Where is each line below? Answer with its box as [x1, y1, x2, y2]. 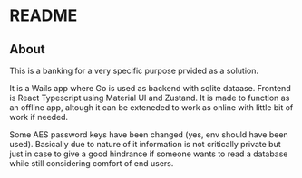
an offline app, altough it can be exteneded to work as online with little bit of [9, 102, 294, 113]
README [9, 5, 78, 26]
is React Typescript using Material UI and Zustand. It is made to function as [9, 92, 290, 103]
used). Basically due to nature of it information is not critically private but [9, 139, 281, 149]
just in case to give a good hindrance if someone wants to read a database [9, 148, 288, 159]
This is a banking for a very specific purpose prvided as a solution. [9, 65, 258, 76]
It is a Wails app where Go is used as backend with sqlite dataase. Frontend [9, 83, 292, 93]
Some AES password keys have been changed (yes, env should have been [9, 129, 288, 140]
